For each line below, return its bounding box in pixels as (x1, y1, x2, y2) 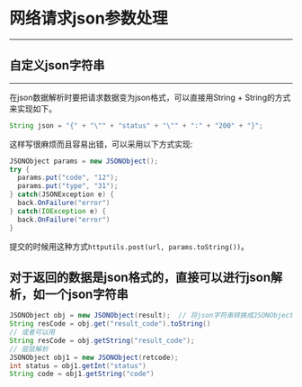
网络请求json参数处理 (9, 8, 168, 29)
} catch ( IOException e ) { (9, 206, 106, 216)
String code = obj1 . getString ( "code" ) (9, 370, 155, 379)
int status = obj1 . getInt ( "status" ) (9, 361, 147, 370)
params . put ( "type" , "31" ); (17, 182, 119, 191)
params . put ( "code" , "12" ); (17, 173, 119, 183)
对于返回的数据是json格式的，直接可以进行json (9, 269, 271, 284)
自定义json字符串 (9, 58, 105, 73)
